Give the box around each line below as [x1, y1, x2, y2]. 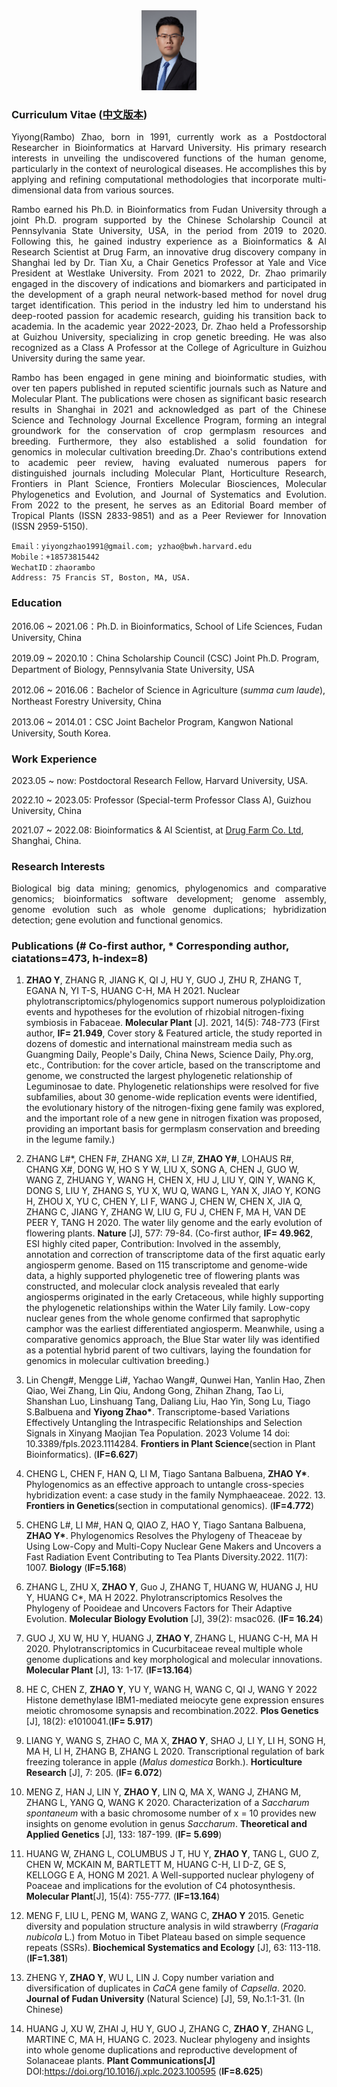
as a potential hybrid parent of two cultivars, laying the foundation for [25, 1344, 312, 1356]
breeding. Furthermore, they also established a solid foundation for [11, 435, 327, 448]
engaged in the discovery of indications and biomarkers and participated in [11, 278, 327, 290]
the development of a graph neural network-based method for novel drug [11, 289, 327, 301]
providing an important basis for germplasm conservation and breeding [25, 1123, 321, 1135]
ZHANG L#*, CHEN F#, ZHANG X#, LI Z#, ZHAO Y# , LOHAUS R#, [25, 1153, 294, 1165]
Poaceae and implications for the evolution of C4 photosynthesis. [25, 1880, 296, 1892]
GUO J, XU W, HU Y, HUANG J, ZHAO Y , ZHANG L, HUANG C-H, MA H [25, 1632, 318, 1644]
